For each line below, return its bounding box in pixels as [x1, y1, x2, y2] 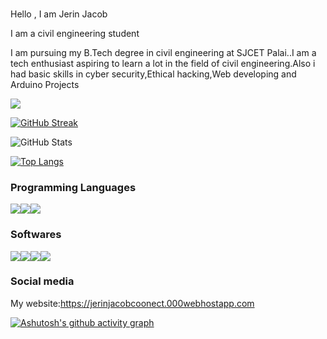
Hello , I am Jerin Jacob [10, 8, 108, 20]
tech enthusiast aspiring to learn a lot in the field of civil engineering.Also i [10, 57, 316, 69]
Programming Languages [10, 180, 137, 194]
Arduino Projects [10, 78, 80, 90]
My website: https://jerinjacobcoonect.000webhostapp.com [10, 297, 255, 309]
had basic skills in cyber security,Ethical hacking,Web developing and [10, 68, 297, 80]
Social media [10, 274, 75, 288]
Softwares [10, 228, 62, 242]
